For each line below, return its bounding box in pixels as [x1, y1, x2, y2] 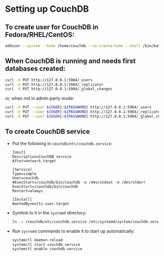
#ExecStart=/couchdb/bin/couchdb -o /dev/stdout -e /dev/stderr [12, 180, 146, 185]
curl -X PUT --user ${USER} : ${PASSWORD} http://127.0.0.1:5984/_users [5, 105, 152, 110]
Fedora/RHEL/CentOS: [5, 30, 75, 39]
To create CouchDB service [5, 128, 90, 136]
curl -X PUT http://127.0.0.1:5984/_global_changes [5, 86, 112, 91]
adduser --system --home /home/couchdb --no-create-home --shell [5, 43, 141, 48]
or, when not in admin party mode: [5, 95, 75, 101]
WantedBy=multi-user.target [12, 201, 69, 206]
